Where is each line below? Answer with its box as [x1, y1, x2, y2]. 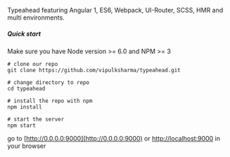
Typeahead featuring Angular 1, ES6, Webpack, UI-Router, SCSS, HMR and [7, 6, 224, 14]
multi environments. [7, 13, 65, 22]
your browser [7, 142, 46, 150]
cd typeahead [7, 85, 46, 92]
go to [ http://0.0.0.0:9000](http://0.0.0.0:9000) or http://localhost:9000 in [7, 134, 220, 142]
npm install [7, 103, 42, 111]
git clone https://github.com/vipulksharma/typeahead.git [7, 67, 181, 74]
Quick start [7, 29, 41, 38]
